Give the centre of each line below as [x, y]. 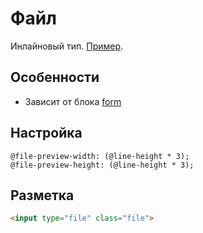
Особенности [55, 77]
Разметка [42, 195]
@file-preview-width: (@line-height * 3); [100, 156]
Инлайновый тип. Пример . [67, 46]
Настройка [46, 133]
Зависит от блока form [73, 101]
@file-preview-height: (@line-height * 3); [102, 165]
